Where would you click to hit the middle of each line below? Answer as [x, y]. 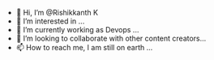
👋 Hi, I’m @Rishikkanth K [57, 13]
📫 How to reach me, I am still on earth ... [84, 47]
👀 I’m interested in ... [50, 21]
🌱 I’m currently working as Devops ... [77, 30]
